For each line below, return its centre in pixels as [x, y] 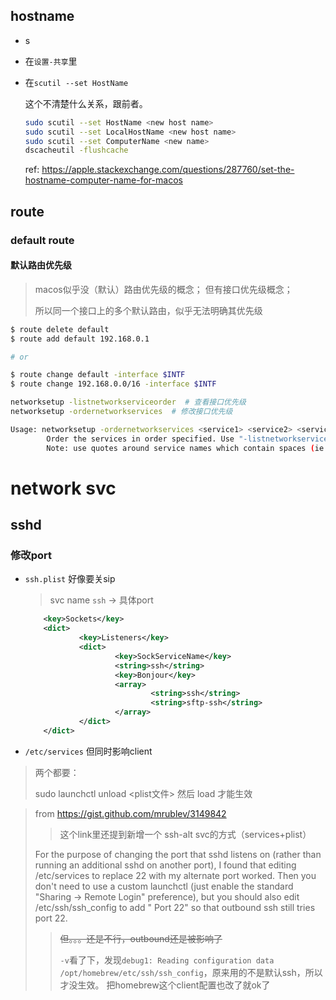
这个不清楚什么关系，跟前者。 [86, 103]
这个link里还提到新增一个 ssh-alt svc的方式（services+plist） [185, 834]
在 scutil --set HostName [76, 82]
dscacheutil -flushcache [76, 150]
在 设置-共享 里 [51, 61]
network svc [63, 488]
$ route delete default [60, 329]
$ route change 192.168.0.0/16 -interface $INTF [113, 384]
